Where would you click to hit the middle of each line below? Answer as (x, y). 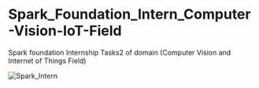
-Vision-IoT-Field (65, 31)
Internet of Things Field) (47, 61)
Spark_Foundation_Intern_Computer (129, 14)
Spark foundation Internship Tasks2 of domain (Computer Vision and (120, 52)
